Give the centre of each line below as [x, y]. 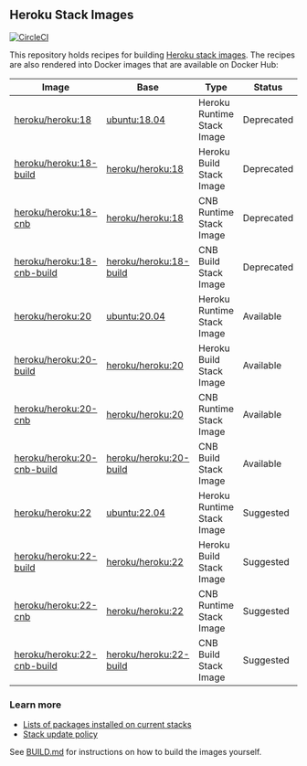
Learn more [36, 705]
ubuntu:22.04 [136, 513]
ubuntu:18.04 [136, 120]
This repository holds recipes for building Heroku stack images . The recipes [152, 55]
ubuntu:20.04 [136, 316]
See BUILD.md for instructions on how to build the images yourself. [136, 752]
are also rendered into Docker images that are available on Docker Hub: [144, 64]
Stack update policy [60, 734]
